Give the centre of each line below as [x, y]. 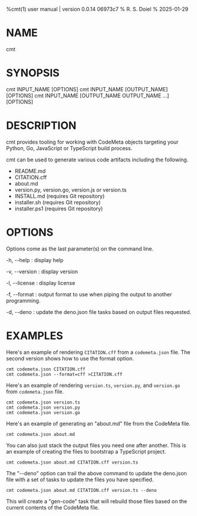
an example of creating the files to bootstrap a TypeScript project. [86, 451]
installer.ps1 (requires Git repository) [59, 209]
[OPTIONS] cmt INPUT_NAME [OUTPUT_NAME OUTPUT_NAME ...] [88, 95]
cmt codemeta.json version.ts [43, 402]
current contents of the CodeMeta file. [53, 507]
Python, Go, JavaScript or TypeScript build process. [69, 148]
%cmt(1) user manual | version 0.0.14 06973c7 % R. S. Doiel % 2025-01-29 [97, 9]
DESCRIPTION [41, 126]
